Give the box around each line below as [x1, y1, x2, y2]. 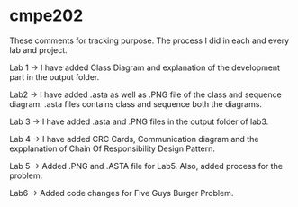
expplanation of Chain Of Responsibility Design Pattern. [9, 143, 216, 154]
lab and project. [9, 44, 68, 55]
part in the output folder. [9, 71, 100, 82]
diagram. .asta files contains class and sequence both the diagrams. [9, 98, 263, 109]
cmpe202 [9, 5, 84, 26]
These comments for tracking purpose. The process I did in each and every [9, 35, 290, 46]
